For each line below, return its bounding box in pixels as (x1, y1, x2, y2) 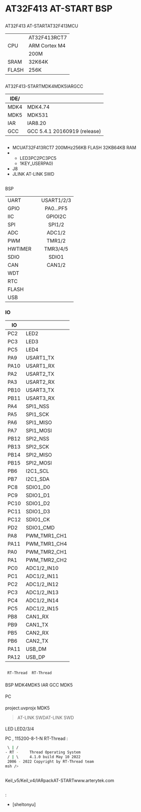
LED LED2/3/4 (5, 726, 35, 732)
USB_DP (25, 654, 46, 661)
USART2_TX (25, 370, 54, 377)
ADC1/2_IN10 (25, 565, 59, 572)
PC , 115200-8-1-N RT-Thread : (5, 735, 68, 742)
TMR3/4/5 (44, 245, 68, 252)
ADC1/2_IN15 (25, 605, 59, 612)
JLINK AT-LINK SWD (12, 171, 54, 177)
